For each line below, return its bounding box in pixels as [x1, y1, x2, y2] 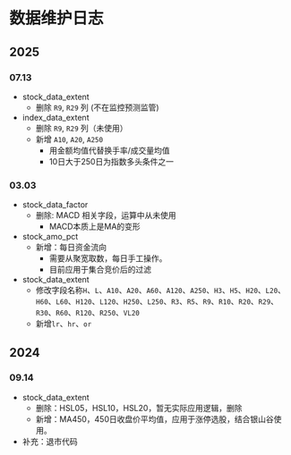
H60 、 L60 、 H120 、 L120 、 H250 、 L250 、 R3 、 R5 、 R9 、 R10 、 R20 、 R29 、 [35, 296, 279, 307]
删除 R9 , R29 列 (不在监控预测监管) [35, 102, 159, 113]
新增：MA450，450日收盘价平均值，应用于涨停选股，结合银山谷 [35, 413, 275, 425]
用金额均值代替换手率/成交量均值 [48, 145, 170, 156]
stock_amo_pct [21, 232, 79, 242]
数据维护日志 [9, 8, 105, 29]
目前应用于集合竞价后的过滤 [48, 265, 152, 275]
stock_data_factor [21, 199, 89, 210]
